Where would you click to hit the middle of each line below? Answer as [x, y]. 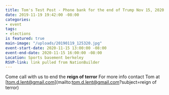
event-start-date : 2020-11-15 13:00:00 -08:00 [56, 48]
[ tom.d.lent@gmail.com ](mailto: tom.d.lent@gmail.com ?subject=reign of [81, 82]
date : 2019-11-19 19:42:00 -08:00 [42, 15]
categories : [18, 19]
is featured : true [25, 39]
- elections [18, 34]
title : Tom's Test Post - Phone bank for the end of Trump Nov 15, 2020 [85, 10]
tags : [11, 29]
